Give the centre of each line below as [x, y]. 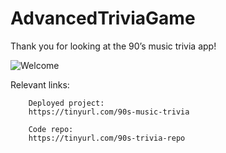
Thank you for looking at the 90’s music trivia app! [113, 46]
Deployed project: [66, 103]
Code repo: [51, 129]
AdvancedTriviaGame [103, 18]
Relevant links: [40, 84]
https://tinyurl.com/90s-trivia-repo [107, 138]
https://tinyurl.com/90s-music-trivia [109, 112]
